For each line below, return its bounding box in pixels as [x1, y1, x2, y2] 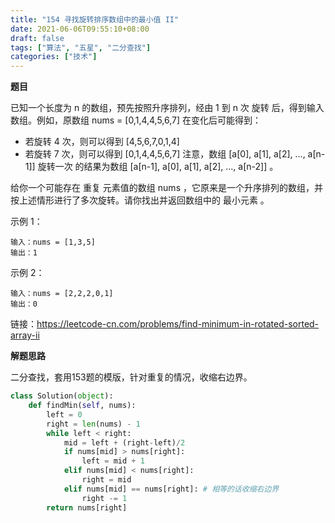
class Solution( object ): [10, 391, 114, 401]
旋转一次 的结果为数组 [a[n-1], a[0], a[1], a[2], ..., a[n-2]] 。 [37, 161, 279, 173]
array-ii [10, 329, 40, 341]
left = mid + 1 [81, 456, 145, 466]
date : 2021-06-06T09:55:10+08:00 [10, 24, 150, 34]
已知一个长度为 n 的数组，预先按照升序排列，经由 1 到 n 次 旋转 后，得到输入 [10, 102, 325, 114]
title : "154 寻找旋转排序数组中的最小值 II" [10, 14, 180, 25]
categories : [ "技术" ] [10, 52, 98, 62]
